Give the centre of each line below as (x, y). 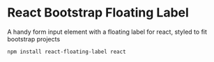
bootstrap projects (34, 39)
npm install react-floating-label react (67, 52)
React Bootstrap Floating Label (98, 13)
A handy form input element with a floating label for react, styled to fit (107, 32)
